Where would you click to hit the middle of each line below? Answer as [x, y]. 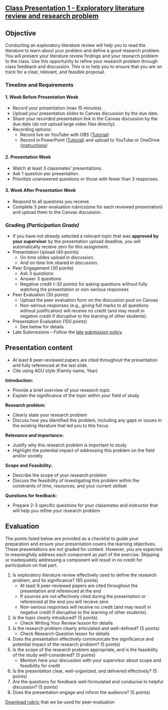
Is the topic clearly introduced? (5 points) [55, 618]
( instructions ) [34, 146]
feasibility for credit [40, 665]
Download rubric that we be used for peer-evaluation [60, 702]
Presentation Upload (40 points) [46, 252]
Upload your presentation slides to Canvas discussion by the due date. [86, 113]
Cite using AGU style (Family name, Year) [55, 371]
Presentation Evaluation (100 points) [50, 321]
